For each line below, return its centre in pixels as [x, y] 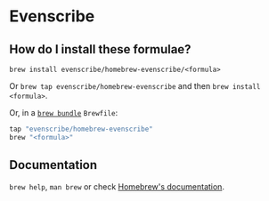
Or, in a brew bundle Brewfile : [64, 113]
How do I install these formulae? [100, 49]
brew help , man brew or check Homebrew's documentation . [117, 186]
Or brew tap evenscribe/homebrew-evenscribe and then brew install [135, 86]
